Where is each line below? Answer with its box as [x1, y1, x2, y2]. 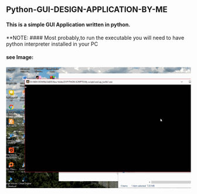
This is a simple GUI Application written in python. [6, 21, 131, 28]
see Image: [6, 54, 34, 61]
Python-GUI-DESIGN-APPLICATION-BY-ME [6, 5, 168, 15]
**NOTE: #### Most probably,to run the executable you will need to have [6, 34, 185, 41]
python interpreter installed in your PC [6, 40, 98, 47]
